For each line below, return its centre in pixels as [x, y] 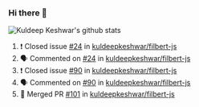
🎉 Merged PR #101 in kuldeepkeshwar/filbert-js [97, 94]
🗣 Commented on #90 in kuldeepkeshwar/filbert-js [105, 83]
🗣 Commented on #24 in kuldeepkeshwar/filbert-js [105, 59]
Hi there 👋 [28, 13]
